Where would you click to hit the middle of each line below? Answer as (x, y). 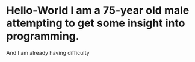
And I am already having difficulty (48, 52)
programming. (43, 36)
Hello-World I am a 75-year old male (98, 11)
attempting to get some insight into (96, 23)
